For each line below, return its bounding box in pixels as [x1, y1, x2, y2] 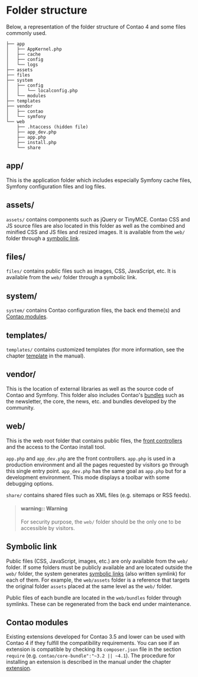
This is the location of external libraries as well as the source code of [6, 385, 174, 392]
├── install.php [17, 139, 57, 145]
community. [6, 404, 35, 411]
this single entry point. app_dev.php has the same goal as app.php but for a [6, 467, 186, 474]
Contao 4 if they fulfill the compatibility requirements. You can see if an [6, 640, 180, 647]
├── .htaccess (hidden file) [17, 124, 89, 130]
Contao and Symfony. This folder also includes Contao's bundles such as [6, 391, 184, 398]
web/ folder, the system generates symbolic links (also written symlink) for [6, 570, 186, 577]
